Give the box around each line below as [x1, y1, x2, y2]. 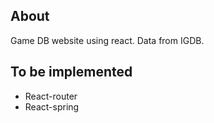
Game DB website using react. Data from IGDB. [10, 34, 205, 46]
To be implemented [10, 64, 133, 81]
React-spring [24, 100, 80, 113]
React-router [24, 90, 78, 102]
